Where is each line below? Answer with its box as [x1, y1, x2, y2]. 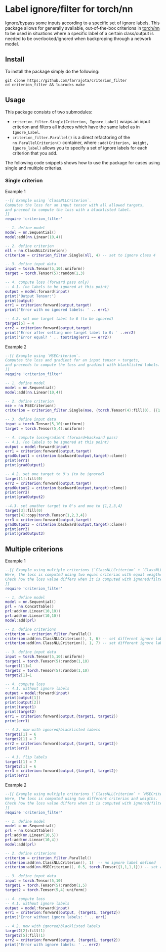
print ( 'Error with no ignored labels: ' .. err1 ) [5, 307, 110, 312]
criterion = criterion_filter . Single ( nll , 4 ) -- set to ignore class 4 [5, 252, 156, 258]
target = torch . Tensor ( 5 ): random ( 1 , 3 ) [5, 271, 85, 276]
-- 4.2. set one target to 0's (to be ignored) [5, 471, 105, 476]
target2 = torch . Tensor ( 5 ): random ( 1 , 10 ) [5, 668, 90, 673]
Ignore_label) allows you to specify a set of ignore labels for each [12, 145, 148, 150]
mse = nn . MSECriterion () [5, 403, 56, 408]
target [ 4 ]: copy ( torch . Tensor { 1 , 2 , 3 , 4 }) [5, 512, 87, 518]
